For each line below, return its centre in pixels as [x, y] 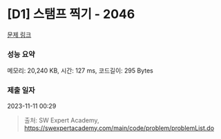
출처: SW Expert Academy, [61, 120]
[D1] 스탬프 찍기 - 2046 [71, 14]
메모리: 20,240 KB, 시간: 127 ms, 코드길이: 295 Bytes [80, 71]
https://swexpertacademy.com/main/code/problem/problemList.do [119, 128]
